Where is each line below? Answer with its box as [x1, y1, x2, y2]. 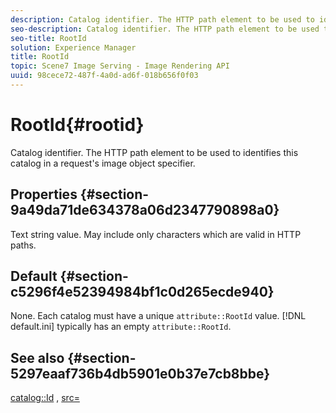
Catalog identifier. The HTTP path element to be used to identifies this [10, 146, 299, 158]
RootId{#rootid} [10, 114, 145, 136]
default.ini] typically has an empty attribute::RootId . [10, 321, 232, 333]
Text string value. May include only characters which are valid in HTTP [10, 228, 302, 240]
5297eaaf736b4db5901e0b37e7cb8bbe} [10, 365, 271, 382]
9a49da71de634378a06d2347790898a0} [10, 202, 280, 219]
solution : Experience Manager [10, 42, 137, 53]
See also [10, 349, 65, 366]
